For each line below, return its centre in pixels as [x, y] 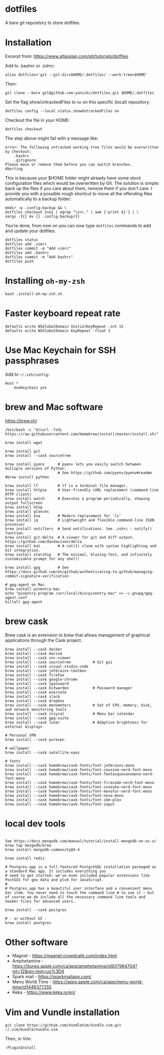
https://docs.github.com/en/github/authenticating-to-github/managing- [80, 572]
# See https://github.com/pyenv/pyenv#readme [105, 473]
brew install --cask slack [33, 696]
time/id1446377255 [32, 987]
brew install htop [24, 507]
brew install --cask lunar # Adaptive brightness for [76, 722]
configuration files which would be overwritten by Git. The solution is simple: [82, 183]
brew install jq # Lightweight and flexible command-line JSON [80, 520]
